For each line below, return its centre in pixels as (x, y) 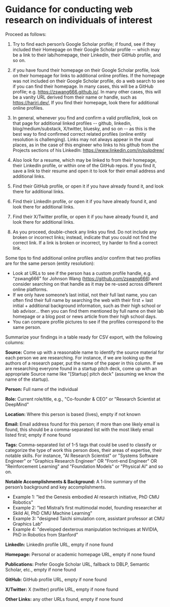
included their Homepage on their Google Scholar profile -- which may (86, 49)
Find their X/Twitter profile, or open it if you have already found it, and (85, 217)
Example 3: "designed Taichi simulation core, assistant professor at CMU (89, 518)
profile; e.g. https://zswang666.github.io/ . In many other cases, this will (87, 92)
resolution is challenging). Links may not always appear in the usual (83, 139)
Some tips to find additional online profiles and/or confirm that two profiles (83, 258)
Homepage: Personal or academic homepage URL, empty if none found (80, 554)
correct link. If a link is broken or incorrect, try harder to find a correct (85, 242)
